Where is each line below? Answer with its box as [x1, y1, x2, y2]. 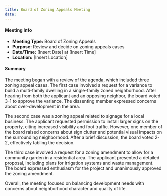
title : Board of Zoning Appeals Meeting [5, 7, 91, 12]
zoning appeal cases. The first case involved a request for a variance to [5, 82, 153, 88]
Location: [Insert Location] [12, 54, 68, 60]
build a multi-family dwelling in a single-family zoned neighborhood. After [5, 87, 156, 93]
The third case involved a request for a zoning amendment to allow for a [5, 149, 153, 155]
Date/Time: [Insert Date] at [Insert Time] [12, 49, 96, 55]
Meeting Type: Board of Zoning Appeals [12, 38, 96, 44]
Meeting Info [5, 27, 32, 33]
